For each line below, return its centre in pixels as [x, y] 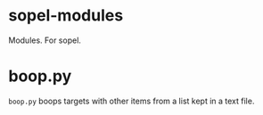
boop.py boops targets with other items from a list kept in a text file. [131, 101]
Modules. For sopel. [45, 40]
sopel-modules [66, 16]
